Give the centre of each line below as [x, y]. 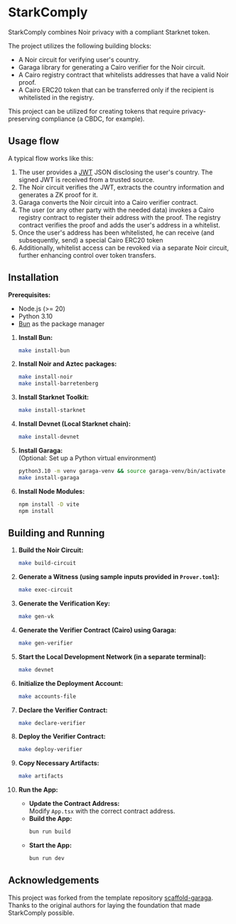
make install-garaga [49, 477]
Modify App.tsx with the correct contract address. [102, 811]
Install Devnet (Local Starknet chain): [74, 424]
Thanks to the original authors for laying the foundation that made [104, 905]
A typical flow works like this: [51, 158]
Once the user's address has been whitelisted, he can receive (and [116, 233]
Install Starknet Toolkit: [54, 397]
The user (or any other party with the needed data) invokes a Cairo [116, 210]
